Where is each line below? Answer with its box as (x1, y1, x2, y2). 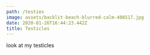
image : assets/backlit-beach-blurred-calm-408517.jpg (6, 14, 145, 20)
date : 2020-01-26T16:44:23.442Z (6, 20, 87, 26)
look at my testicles (6, 42, 54, 49)
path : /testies (6, 8, 45, 15)
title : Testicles (6, 25, 50, 32)
